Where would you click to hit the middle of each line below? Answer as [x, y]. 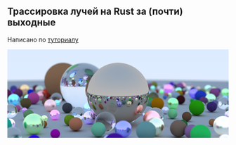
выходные [32, 23]
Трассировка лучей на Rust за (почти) [95, 12]
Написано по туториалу [43, 39]
